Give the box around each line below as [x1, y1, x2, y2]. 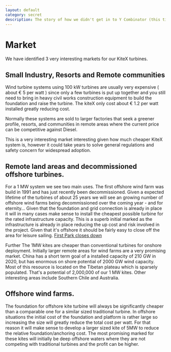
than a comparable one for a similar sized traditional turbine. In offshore [5, 308, 156, 314]
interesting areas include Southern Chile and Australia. [5, 274, 120, 281]
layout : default [5, 7, 40, 13]
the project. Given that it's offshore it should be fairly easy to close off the [5, 227, 160, 233]
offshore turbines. [5, 170, 65, 179]
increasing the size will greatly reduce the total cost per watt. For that [5, 319, 151, 325]
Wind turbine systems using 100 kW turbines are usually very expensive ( [5, 84, 159, 90]
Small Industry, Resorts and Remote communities [5, 70, 165, 79]
